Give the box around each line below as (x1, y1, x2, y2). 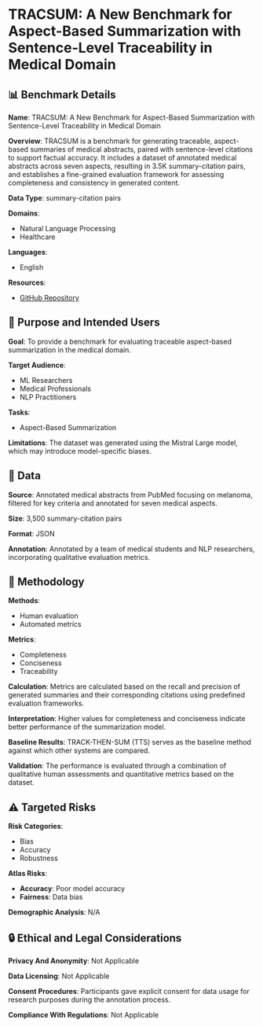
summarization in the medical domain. (8, 344, 132, 355)
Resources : (8, 278, 46, 287)
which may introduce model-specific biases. (8, 446, 152, 455)
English (19, 263, 44, 272)
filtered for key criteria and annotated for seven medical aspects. (8, 498, 218, 508)
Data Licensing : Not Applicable (8, 971, 110, 981)
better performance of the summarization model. (8, 722, 166, 732)
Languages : (8, 248, 48, 256)
